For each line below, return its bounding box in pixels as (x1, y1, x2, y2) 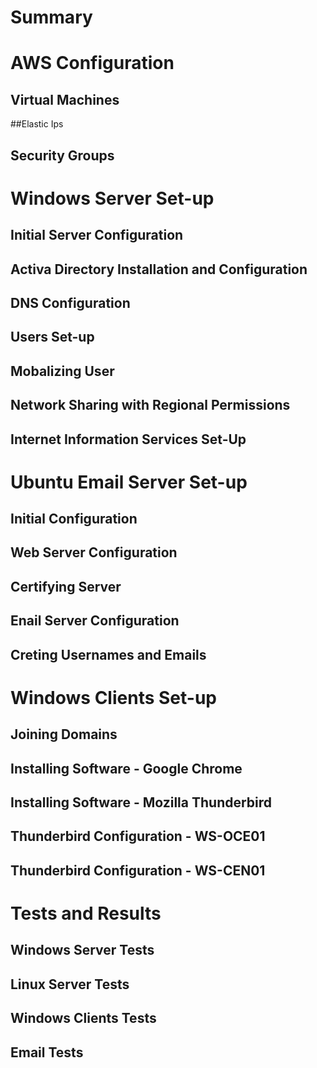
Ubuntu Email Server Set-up (10, 471, 248, 493)
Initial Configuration (10, 511, 138, 528)
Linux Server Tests (10, 976, 130, 993)
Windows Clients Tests (10, 1010, 157, 1027)
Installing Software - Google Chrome (10, 760, 243, 777)
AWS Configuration (10, 52, 175, 75)
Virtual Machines (10, 91, 120, 108)
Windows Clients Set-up (10, 686, 217, 709)
